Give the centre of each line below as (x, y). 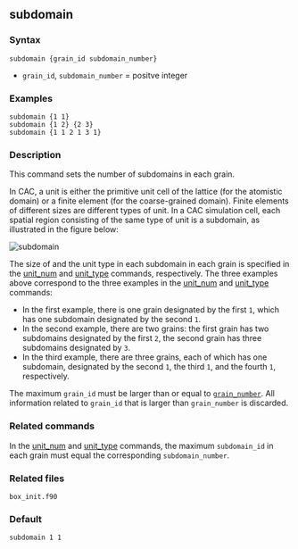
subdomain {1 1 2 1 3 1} (55, 132)
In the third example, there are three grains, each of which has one (145, 357)
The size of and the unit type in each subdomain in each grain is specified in (149, 264)
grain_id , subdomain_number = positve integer (105, 75)
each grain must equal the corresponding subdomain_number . (120, 455)
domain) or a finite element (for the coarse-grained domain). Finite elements (149, 201)
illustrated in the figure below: (64, 229)
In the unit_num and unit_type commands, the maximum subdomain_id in (141, 445)
